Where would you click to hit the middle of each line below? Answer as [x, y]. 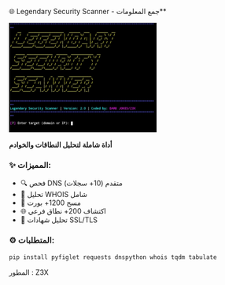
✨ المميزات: [30, 166]
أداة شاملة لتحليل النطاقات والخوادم [61, 145]
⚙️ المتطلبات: [32, 240]
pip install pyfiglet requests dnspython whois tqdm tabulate [113, 257]
